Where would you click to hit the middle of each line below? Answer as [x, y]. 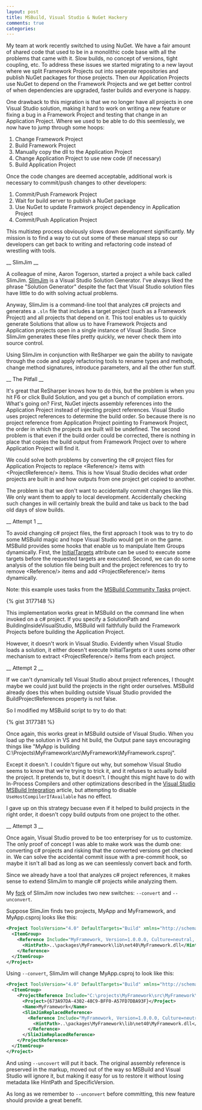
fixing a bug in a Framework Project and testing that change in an [87, 115]
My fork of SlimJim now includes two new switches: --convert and [89, 893]
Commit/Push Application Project [56, 220]
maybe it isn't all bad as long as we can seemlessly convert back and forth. [99, 864]
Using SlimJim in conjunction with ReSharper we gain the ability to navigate [100, 355]
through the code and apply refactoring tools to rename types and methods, [100, 361]
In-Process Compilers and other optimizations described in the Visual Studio [101, 784]
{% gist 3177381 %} [31, 722]
